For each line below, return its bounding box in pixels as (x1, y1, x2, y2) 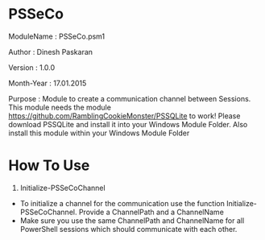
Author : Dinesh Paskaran (8, 47, 93, 56)
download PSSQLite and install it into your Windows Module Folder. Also (8, 119, 248, 129)
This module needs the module (8, 102, 111, 112)
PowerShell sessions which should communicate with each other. (19, 224, 238, 234)
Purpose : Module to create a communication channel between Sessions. (8, 93, 251, 103)
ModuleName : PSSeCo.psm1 (8, 31, 106, 41)
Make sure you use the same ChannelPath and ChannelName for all (19, 215, 245, 226)
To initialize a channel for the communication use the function (19, 198, 226, 208)
